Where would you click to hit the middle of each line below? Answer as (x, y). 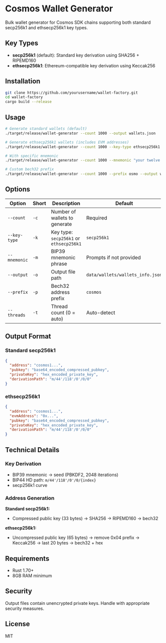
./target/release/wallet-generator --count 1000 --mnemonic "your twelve (83, 161)
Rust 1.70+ (23, 570)
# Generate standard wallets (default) (46, 129)
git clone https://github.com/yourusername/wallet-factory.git (72, 93)
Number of (63, 212)
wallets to (62, 217)
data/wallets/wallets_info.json (124, 275)
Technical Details (32, 450)
